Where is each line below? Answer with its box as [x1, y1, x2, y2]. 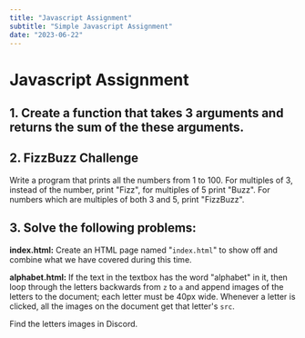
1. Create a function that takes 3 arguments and [9, 105, 284, 121]
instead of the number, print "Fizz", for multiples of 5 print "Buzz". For [9, 184, 270, 195]
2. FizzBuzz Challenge [9, 151, 139, 166]
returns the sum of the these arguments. [9, 119, 244, 134]
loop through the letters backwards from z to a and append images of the [9, 281, 284, 292]
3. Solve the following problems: [9, 220, 198, 236]
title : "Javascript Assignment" [9, 13, 132, 23]
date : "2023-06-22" [9, 30, 84, 39]
